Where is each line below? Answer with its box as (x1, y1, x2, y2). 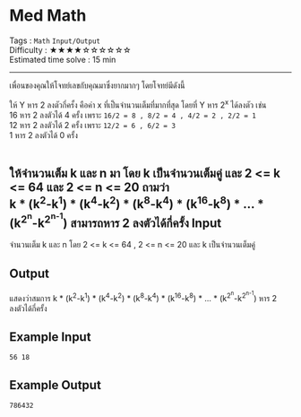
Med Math (9, 5, 87, 26)
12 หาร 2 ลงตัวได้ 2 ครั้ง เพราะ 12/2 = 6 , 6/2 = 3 (9, 119, 176, 130)
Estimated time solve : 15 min (9, 54, 116, 65)
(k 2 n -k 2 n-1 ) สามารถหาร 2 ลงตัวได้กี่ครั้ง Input (9, 210, 222, 230)
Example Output (9, 378, 101, 393)
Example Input (9, 329, 91, 344)
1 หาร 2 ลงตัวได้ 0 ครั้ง (9, 129, 78, 140)
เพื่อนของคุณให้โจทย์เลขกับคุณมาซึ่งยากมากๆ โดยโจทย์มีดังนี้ (9, 80, 185, 91)
